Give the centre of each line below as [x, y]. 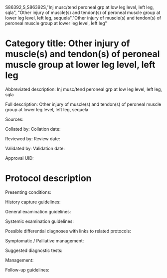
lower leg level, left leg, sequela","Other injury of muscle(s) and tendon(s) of [83, 18]
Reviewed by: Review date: [33, 138]
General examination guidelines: [38, 211]
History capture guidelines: [33, 202]
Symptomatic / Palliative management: [45, 240]
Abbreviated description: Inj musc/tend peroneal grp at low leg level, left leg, [84, 89]
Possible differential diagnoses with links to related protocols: [68, 231]
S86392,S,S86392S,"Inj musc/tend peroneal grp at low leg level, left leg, [80, 7]
